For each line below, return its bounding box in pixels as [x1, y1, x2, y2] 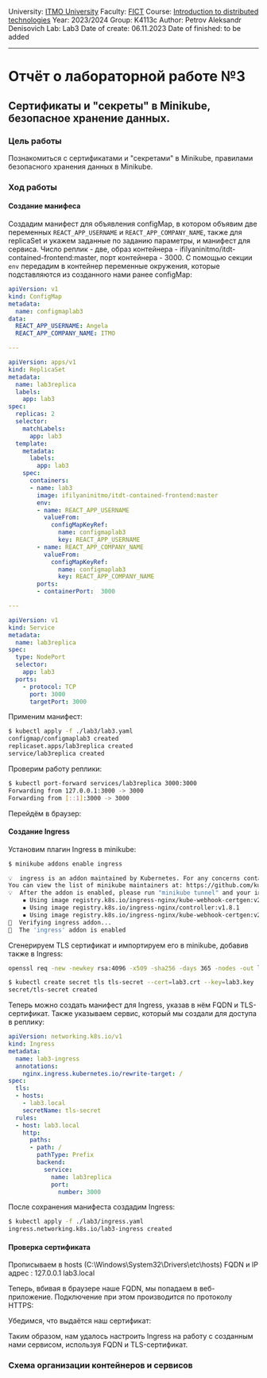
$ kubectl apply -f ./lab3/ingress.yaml [8, 1217, 145, 1226]
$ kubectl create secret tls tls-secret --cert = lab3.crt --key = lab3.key [8, 979, 254, 987]
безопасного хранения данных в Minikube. [8, 162, 153, 171]
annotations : [15, 1062, 59, 1070]
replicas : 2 [15, 410, 56, 418]
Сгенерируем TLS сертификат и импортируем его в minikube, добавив [8, 940, 249, 950]
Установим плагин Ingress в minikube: [8, 844, 137, 854]
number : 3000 [58, 1188, 102, 1196]
